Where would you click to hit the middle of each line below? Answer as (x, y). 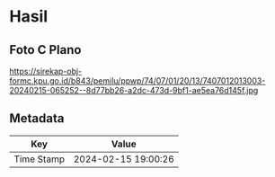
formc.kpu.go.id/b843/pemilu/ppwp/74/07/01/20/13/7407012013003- (137, 81)
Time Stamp (40, 159)
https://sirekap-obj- (46, 71)
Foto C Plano (45, 50)
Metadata (37, 119)
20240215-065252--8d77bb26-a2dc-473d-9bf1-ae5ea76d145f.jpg (134, 90)
